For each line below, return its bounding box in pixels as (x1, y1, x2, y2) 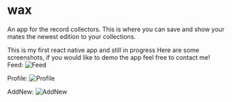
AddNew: (7, 87, 34, 96)
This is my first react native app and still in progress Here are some (7, 46, 200, 54)
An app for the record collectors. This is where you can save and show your (7, 25, 225, 33)
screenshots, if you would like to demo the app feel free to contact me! (7, 53, 210, 61)
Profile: (7, 74, 28, 82)
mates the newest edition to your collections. (7, 32, 136, 40)
